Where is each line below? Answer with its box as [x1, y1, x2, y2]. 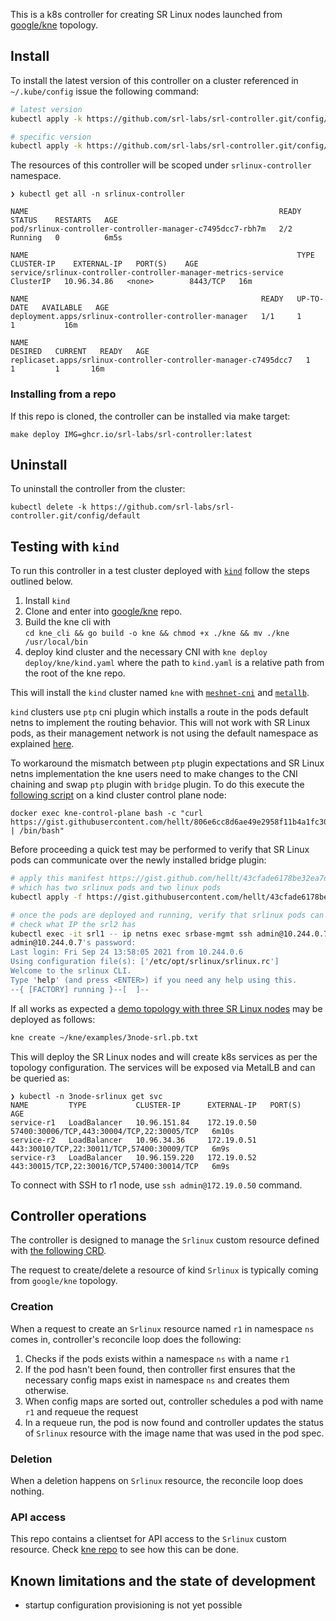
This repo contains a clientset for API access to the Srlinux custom [10, 1533, 287, 1545]
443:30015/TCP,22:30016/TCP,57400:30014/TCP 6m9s [10, 1161, 230, 1171]
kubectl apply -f [10, 892, 83, 902]
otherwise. [24, 1384, 70, 1396]
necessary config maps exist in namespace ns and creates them [24, 1374, 290, 1386]
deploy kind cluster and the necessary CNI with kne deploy [24, 646, 268, 658]
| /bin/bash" [10, 826, 65, 836]
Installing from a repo [10, 387, 117, 401]
